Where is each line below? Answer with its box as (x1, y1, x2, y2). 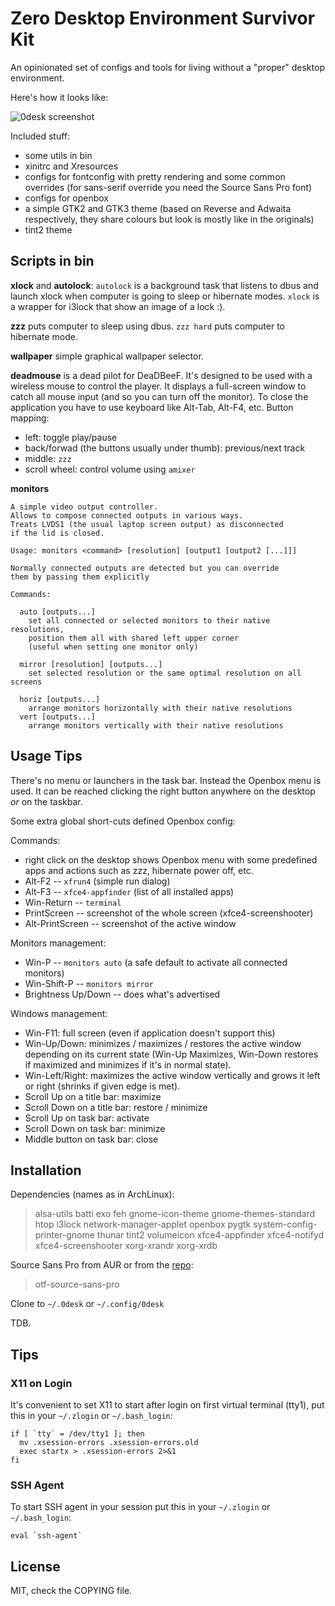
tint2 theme (24, 223, 73, 236)
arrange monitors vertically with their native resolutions (28, 720, 284, 731)
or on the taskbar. (10, 795, 83, 807)
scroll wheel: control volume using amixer (24, 463, 196, 475)
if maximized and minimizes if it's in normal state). (24, 1058, 232, 1071)
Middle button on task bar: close (24, 1133, 159, 1145)
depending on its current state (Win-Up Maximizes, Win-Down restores (24, 1048, 319, 1060)
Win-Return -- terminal (24, 896, 122, 908)
